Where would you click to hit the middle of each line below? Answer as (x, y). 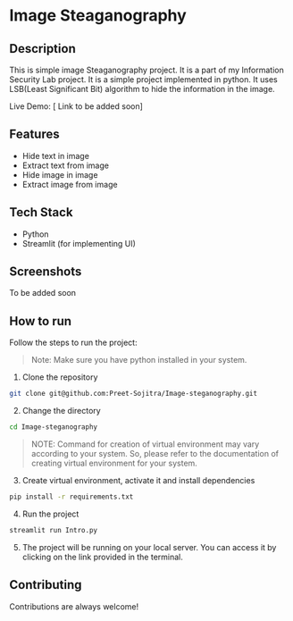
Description (42, 49)
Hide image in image (60, 174)
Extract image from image (70, 184)
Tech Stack (41, 212)
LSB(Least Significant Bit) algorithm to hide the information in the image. (142, 89)
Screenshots (46, 272)
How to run (41, 321)
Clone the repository (60, 377)
